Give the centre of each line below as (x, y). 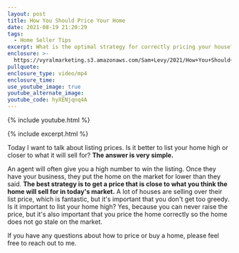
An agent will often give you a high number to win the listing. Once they (112, 169)
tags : (15, 34)
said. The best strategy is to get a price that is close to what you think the (117, 184)
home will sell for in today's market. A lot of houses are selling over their (115, 192)
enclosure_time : (31, 80)
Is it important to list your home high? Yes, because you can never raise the (118, 206)
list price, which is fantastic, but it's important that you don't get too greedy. (118, 199)
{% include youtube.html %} (49, 120)
